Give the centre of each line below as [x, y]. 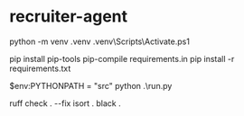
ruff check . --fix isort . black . [65, 103]
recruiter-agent [69, 17]
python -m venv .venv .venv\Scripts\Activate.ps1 [99, 41]
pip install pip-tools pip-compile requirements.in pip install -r [122, 58]
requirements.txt [40, 68]
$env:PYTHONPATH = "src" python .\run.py [91, 85]
